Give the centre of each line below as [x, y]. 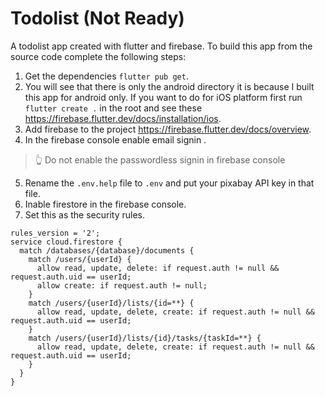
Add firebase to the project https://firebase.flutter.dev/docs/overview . [168, 129]
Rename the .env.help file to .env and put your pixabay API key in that [169, 183]
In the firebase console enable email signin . [115, 139]
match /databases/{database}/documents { [107, 250]
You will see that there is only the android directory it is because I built [169, 86]
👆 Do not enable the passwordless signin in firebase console [160, 159]
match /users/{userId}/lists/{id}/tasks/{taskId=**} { [145, 338]
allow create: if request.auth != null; [122, 285]
